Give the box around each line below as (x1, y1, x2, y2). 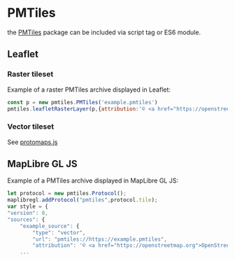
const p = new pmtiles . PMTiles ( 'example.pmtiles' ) (7, 99, 158, 106)
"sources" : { (7, 216, 45, 223)
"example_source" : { (20, 223, 80, 230)
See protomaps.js (7, 138, 58, 146)
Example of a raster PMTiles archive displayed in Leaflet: (7, 85, 171, 94)
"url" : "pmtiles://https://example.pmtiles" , (32, 236, 168, 243)
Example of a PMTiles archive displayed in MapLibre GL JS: (7, 176, 178, 185)
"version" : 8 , (7, 210, 49, 217)
